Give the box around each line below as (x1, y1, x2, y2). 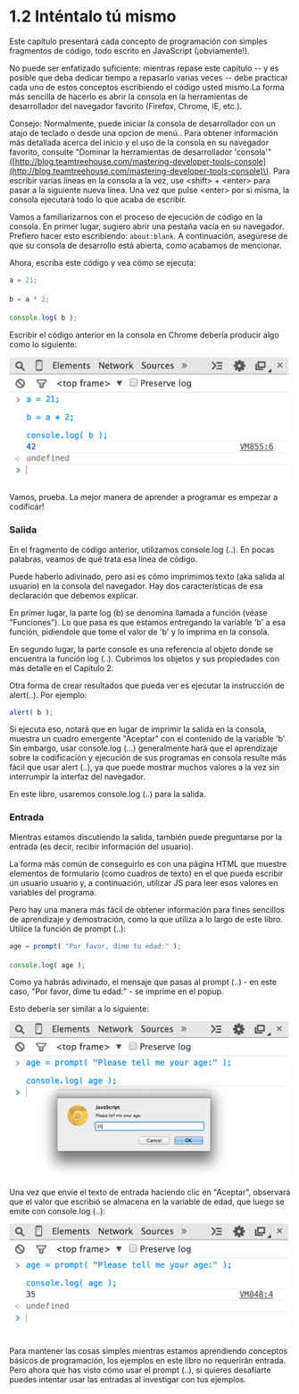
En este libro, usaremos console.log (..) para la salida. (9, 789, 207, 800)
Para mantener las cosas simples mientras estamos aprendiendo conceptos (9, 1346, 288, 1356)
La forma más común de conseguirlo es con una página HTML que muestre (9, 858, 287, 869)
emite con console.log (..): (9, 1206, 105, 1217)
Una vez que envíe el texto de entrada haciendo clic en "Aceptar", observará (9, 1187, 291, 1198)
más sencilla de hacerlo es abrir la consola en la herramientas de (9, 91, 248, 102)
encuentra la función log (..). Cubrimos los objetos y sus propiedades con (9, 653, 280, 664)
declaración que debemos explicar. (9, 590, 138, 600)
